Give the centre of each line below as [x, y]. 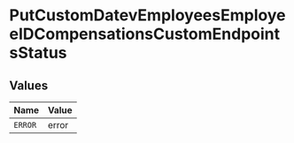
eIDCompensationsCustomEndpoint [145, 34]
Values [29, 85]
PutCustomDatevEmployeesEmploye [147, 15]
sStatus [39, 53]
